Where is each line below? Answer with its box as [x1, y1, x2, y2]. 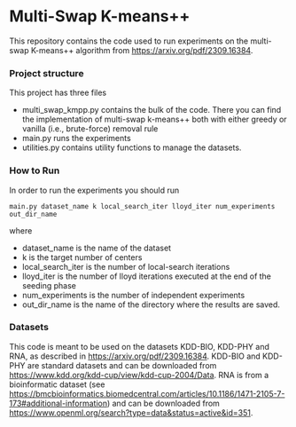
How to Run [9, 164, 60, 177]
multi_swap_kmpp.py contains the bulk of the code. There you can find [21, 105, 282, 115]
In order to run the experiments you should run [9, 185, 180, 195]
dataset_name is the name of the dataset [21, 242, 171, 253]
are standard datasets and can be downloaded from [27, 360, 217, 370]
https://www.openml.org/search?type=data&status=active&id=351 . [9, 407, 253, 418]
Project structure [9, 67, 84, 79]
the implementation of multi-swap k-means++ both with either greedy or [21, 114, 287, 125]
